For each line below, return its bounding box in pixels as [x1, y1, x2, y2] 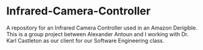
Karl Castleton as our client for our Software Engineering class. [6, 37, 165, 44]
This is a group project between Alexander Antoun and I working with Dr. [6, 30, 189, 37]
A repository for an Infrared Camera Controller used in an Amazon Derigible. [6, 24, 198, 31]
